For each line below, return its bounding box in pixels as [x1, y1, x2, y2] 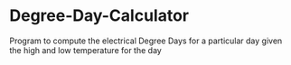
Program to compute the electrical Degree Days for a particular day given [9, 35, 283, 46]
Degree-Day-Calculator [9, 5, 190, 26]
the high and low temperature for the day [9, 44, 163, 55]
